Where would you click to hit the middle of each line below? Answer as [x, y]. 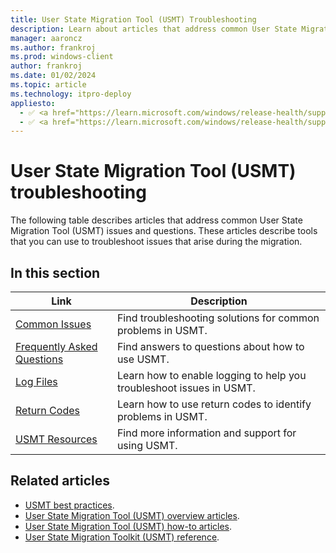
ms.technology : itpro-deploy [71, 94]
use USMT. [143, 359]
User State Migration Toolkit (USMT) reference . [122, 537]
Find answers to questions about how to [210, 346]
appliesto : [33, 103]
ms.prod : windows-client [62, 57]
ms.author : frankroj [53, 47]
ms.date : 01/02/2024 [53, 76]
